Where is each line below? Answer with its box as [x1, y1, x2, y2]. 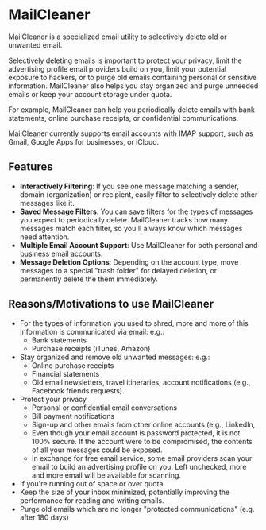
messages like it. [19, 198, 75, 207]
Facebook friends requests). [31, 385, 125, 395]
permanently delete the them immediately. [19, 274, 158, 284]
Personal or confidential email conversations [31, 403, 177, 412]
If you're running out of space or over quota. [19, 478, 165, 488]
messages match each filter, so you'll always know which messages [19, 223, 243, 233]
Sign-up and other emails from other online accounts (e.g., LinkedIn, [31, 420, 256, 429]
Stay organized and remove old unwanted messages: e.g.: [19, 352, 210, 362]
